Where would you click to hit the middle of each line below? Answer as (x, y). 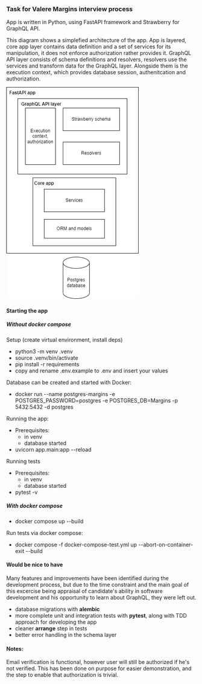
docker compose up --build (49, 521)
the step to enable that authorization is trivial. (62, 675)
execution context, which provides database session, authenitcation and (96, 72)
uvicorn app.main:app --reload (53, 449)
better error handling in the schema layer (66, 635)
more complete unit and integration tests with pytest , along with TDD (101, 616)
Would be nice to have (35, 565)
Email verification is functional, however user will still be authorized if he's (98, 662)
